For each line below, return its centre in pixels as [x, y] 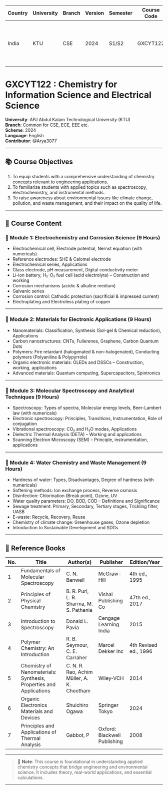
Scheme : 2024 [21, 130]
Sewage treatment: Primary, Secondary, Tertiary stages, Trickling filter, [85, 506]
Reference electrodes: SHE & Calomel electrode [61, 259]
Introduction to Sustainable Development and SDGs [65, 528]
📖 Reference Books [35, 548]
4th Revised [143, 645]
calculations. [30, 777]
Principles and [38, 726]
